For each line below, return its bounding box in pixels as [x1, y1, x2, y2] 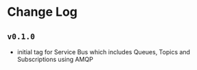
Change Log [7, 4, 78, 20]
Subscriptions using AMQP [16, 56, 94, 63]
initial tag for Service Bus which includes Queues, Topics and [16, 48, 191, 56]
